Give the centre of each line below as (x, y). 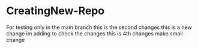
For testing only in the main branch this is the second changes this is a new (99, 27)
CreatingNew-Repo (55, 11)
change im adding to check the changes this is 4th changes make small (94, 33)
